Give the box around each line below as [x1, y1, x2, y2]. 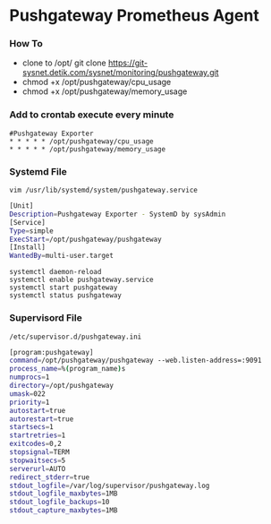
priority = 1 [9, 398, 50, 407]
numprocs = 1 [9, 373, 50, 382]
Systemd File [9, 165, 67, 177]
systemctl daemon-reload [9, 268, 102, 277]
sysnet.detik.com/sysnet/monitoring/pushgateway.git [21, 67, 219, 78]
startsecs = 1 [9, 423, 54, 432]
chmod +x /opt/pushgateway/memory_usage [21, 86, 188, 97]
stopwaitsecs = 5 [9, 456, 66, 465]
